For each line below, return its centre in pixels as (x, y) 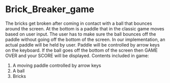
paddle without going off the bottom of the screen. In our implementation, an (85, 39)
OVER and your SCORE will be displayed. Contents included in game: (77, 55)
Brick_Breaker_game (50, 9)
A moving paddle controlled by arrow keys (57, 65)
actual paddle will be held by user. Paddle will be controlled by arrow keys (82, 45)
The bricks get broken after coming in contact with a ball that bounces (79, 23)
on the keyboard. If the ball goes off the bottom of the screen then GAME (82, 50)
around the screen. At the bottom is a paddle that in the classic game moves (85, 28)
